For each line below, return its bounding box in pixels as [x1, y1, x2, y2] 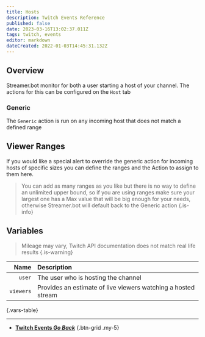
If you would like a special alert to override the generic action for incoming [6, 157, 193, 165]
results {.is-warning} [21, 248, 73, 256]
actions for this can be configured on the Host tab [6, 88, 131, 95]
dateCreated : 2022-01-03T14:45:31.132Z [6, 43, 108, 49]
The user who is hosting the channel [37, 273, 142, 282]
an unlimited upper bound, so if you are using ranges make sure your [21, 188, 195, 196]
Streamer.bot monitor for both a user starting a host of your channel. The [6, 82, 190, 89]
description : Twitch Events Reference [6, 15, 105, 21]
